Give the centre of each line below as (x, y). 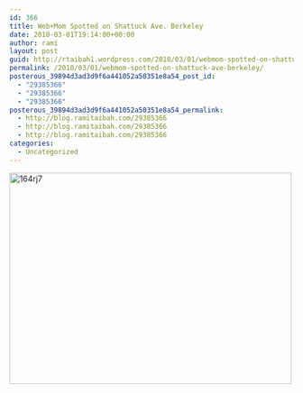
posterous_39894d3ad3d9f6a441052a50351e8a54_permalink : (116, 110)
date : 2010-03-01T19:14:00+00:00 (72, 34)
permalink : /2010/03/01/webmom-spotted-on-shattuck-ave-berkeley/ (137, 69)
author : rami (34, 43)
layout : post (34, 51)
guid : (19, 59)
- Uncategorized (48, 151)
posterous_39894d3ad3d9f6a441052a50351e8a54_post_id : (113, 77)
